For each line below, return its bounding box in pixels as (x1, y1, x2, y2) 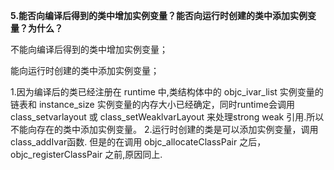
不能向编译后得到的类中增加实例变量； (10, 44, 168, 55)
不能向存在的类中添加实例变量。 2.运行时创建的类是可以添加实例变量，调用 (10, 124, 319, 135)
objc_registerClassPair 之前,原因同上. (10, 149, 163, 160)
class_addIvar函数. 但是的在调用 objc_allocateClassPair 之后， (10, 136, 267, 148)
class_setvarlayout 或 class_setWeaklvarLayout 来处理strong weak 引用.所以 (10, 111, 325, 123)
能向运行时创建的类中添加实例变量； (10, 65, 160, 76)
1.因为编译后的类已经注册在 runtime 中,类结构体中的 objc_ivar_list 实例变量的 (10, 86, 324, 98)
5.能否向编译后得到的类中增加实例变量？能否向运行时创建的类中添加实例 (10, 10, 308, 21)
